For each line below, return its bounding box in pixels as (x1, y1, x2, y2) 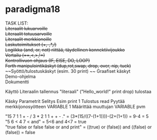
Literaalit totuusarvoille (5, 31, 52, 37)
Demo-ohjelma (5, 73, 36, 79)
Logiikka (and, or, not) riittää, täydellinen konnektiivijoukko (5, 47, 125, 53)
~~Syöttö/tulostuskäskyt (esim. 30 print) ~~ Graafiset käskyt (5, 68, 131, 74)
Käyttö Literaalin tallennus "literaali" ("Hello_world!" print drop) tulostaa (5, 88, 151, 94)
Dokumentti (5, 79, 29, 85)
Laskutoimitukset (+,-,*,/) (5, 41, 56, 47)
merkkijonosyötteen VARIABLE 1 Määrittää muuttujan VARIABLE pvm (5, 103, 146, 109)
